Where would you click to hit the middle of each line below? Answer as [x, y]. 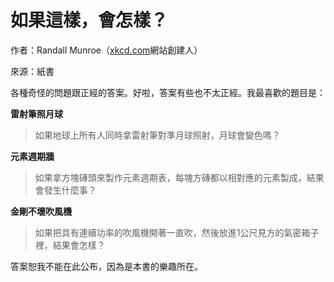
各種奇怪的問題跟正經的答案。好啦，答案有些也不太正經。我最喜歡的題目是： [168, 92]
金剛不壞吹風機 [41, 211]
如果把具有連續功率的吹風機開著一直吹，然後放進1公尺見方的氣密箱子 [177, 232]
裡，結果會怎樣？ [70, 245]
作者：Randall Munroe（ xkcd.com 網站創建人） [106, 50]
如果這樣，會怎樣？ [89, 20]
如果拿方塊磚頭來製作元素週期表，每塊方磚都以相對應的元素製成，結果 [179, 177]
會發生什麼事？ [65, 190]
